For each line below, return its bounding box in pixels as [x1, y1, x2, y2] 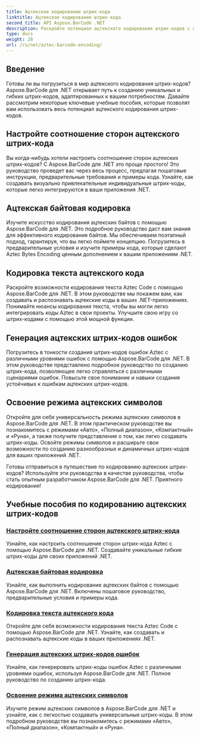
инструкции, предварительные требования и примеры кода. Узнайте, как [6, 173, 193, 180]
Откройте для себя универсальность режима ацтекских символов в [6, 413, 181, 421]
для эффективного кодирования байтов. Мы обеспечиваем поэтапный [6, 232, 186, 239]
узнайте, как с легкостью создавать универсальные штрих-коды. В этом [6, 711, 193, 718]
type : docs [6, 31, 33, 37]
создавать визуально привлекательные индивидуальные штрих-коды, [6, 180, 186, 187]
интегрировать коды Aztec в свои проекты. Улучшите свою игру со [6, 309, 179, 316]
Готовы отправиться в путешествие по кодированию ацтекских [6, 463, 168, 470]
